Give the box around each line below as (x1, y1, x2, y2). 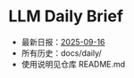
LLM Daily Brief (8, 6, 124, 27)
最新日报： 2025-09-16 (21, 36, 105, 47)
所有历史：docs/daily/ (21, 47, 102, 58)
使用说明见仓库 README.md (21, 58, 126, 69)
